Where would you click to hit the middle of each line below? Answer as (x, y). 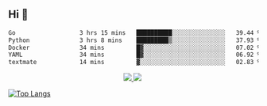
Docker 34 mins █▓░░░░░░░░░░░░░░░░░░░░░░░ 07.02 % (135, 47)
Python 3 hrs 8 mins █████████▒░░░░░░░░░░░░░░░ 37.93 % (135, 40)
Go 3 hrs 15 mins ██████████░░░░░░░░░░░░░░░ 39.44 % (135, 32)
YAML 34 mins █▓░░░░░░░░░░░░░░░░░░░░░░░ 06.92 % (135, 55)
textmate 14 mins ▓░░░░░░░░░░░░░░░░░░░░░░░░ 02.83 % (135, 62)
